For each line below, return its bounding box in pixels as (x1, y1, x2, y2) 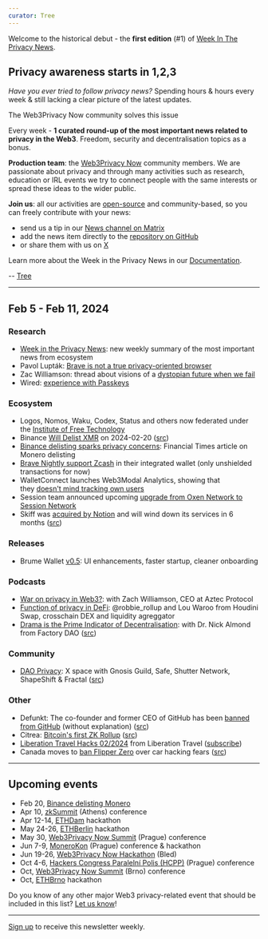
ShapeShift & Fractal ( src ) (19, 674, 104, 684)
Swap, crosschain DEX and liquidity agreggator (19, 611, 175, 621)
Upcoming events (8, 778, 98, 791)
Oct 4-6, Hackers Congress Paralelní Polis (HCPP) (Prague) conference (19, 858, 255, 868)
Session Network (19, 501, 77, 511)
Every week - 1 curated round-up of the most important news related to (8, 125, 248, 136)
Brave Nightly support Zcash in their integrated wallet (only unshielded (19, 459, 253, 468)
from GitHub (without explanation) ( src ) (19, 721, 149, 731)
